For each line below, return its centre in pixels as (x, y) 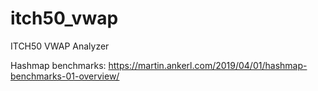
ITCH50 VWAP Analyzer (60, 46)
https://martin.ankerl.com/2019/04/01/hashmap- (208, 65)
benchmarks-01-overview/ (65, 76)
